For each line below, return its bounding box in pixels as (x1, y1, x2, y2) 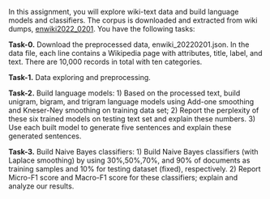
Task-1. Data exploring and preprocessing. (8, 73, 152, 82)
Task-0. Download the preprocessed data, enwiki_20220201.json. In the (8, 40, 250, 49)
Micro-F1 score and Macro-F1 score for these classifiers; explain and (8, 173, 238, 182)
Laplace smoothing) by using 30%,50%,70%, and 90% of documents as (8, 155, 251, 165)
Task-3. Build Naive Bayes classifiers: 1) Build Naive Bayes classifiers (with (8, 147, 259, 156)
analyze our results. (8, 181, 75, 191)
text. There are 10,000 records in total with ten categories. (8, 57, 203, 66)
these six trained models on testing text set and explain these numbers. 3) (8, 114, 256, 124)
